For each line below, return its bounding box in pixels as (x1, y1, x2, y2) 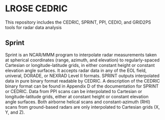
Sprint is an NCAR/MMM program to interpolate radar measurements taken (5, 52, 157, 58)
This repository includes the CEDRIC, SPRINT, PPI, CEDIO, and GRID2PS (5, 19, 151, 25)
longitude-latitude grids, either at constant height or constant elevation (5, 93, 149, 99)
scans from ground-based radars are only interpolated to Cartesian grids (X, (5, 104, 160, 110)
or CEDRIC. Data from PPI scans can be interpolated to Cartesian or (5, 88, 142, 94)
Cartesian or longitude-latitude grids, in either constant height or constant (5, 62, 155, 68)
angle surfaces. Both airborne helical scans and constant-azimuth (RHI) (5, 99, 151, 105)
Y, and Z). (5, 109, 25, 115)
